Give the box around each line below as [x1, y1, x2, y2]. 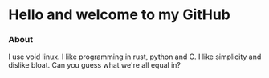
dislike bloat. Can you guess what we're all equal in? [8, 60, 181, 70]
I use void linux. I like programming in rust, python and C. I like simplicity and [8, 52, 262, 61]
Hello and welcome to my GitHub [8, 6, 231, 24]
